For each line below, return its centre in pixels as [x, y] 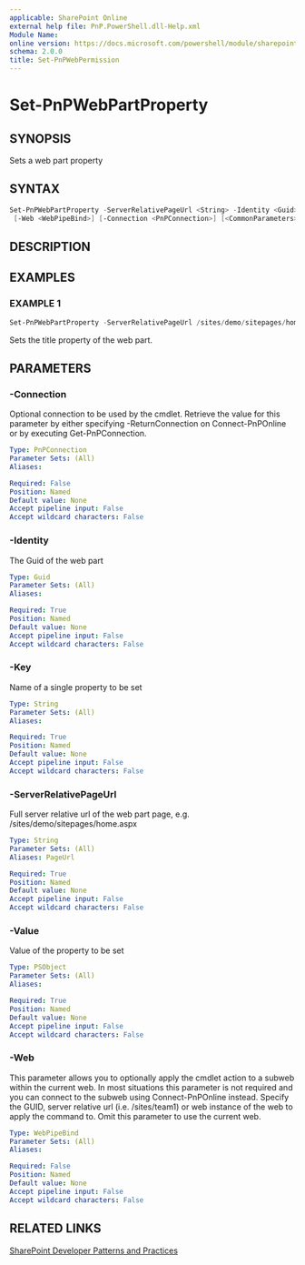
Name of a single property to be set [76, 687]
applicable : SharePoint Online [69, 18]
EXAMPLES [42, 278]
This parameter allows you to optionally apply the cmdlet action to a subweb [152, 1078]
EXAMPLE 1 [35, 304]
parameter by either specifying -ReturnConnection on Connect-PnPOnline [148, 424]
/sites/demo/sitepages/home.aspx [74, 824]
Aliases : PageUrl [42, 857]
